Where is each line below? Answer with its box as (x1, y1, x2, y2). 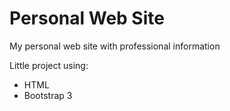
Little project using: (9, 59, 89, 71)
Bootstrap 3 (23, 89, 73, 101)
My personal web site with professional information (9, 40, 221, 52)
